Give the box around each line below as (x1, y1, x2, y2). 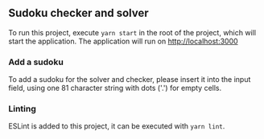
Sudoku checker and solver (8, 6, 149, 20)
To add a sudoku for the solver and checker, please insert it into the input (8, 75, 251, 84)
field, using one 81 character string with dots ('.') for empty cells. (8, 84, 222, 93)
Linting (8, 104, 36, 115)
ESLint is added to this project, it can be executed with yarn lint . (8, 121, 225, 131)
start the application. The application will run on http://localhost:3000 (8, 36, 239, 46)
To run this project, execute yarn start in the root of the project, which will (8, 27, 256, 37)
